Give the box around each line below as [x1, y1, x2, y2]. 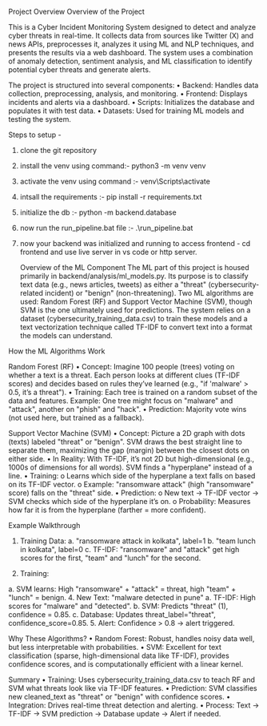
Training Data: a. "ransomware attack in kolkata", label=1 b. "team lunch [19, 536, 256, 546]
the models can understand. [19, 331, 114, 340]
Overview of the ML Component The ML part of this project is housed [19, 263, 249, 272]
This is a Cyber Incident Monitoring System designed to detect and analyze [8, 22, 257, 31]
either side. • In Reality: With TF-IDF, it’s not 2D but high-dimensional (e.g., [8, 454, 254, 463]
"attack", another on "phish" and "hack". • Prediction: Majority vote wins [8, 405, 247, 413]
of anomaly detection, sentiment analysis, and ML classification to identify [8, 56, 253, 66]
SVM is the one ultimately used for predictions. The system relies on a [19, 305, 251, 315]
